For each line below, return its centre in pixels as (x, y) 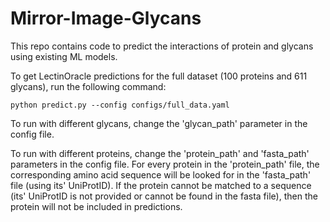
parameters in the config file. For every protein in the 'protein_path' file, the (165, 164)
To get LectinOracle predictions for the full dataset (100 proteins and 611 (159, 76)
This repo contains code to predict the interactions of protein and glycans (162, 46)
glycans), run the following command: (88, 86)
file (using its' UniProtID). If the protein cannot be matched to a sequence (161, 185)
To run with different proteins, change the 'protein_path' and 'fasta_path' (160, 153)
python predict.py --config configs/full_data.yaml (120, 105)
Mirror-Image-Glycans (106, 18)
